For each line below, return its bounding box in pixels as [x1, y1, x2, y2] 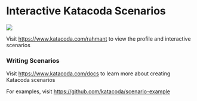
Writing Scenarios [6, 56, 60, 65]
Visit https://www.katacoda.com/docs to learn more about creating [6, 70, 171, 77]
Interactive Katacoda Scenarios [6, 4, 166, 18]
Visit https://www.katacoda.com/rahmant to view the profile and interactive [6, 35, 191, 42]
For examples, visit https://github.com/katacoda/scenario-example [6, 88, 170, 95]
